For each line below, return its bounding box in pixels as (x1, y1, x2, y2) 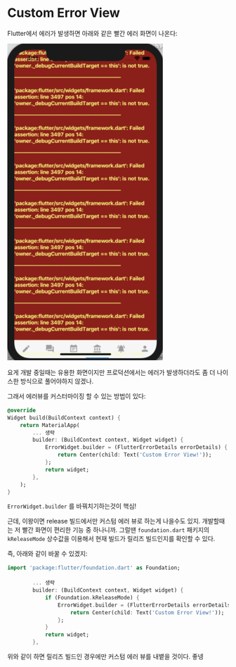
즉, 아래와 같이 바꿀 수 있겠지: (7, 550, 88, 558)
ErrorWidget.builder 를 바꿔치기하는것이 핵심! (7, 502, 137, 511)
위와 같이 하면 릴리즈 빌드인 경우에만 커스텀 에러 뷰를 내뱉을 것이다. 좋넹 (7, 652, 204, 661)
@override (7, 407, 37, 414)
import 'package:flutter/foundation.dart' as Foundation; (7, 564, 181, 571)
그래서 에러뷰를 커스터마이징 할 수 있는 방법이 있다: (7, 392, 146, 400)
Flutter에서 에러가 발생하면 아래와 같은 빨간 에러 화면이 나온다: (7, 29, 178, 37)
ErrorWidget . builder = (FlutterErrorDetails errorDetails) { (44, 444, 228, 451)
